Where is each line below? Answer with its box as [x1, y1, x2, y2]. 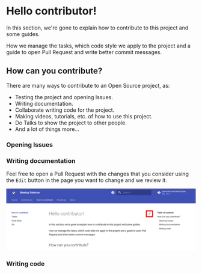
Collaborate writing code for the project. [14, 106, 115, 114]
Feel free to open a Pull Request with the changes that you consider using [6, 170, 189, 177]
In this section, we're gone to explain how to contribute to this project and [6, 24, 189, 31]
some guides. [6, 30, 40, 37]
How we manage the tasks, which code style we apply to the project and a [6, 42, 191, 49]
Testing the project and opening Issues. [14, 93, 113, 100]
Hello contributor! [6, 4, 97, 18]
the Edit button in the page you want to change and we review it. [6, 176, 167, 184]
